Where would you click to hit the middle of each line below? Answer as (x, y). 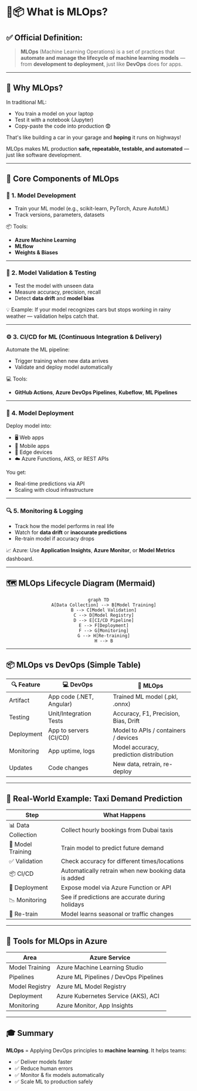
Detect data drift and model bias (55, 298)
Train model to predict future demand (112, 848)
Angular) (60, 704)
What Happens (124, 815)
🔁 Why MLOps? (35, 88)
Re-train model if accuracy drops (55, 538)
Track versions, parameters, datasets (60, 215)
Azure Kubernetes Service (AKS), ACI (108, 996)
